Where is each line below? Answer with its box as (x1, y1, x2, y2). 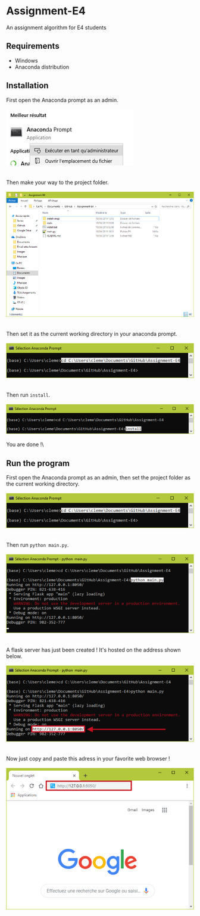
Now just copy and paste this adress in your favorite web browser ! (6, 755, 171, 762)
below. (6, 653, 23, 660)
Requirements (6, 41, 60, 51)
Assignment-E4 (6, 4, 86, 18)
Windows (14, 57, 38, 64)
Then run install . (6, 391, 51, 398)
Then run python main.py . (6, 541, 69, 549)
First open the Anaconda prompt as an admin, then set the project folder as (6, 474, 190, 481)
